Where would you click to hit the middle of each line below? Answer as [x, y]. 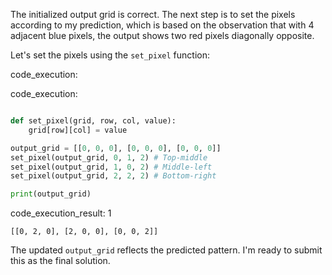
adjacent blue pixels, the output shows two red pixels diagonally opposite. [162, 35]
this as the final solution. [60, 261]
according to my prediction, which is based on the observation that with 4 [162, 25]
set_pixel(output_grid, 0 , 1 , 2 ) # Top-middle [109, 157]
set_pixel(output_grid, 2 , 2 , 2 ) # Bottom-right [113, 176]
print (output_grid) [51, 194]
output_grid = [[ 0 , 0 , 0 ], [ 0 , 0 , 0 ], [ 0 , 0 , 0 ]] [116, 148]
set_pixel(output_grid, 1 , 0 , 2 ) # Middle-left [111, 167]
